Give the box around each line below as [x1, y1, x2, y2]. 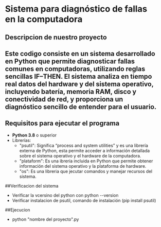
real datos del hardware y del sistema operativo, [5, 80, 154, 88]
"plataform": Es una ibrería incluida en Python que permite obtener [19, 158, 153, 164]
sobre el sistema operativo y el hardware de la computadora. [19, 153, 142, 158]
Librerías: [12, 137, 31, 143]
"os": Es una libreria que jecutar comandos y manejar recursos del [19, 168, 152, 174]
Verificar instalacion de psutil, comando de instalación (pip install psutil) [12, 197, 157, 203]
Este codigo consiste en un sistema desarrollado [5, 50, 156, 58]
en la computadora [5, 14, 83, 25]
